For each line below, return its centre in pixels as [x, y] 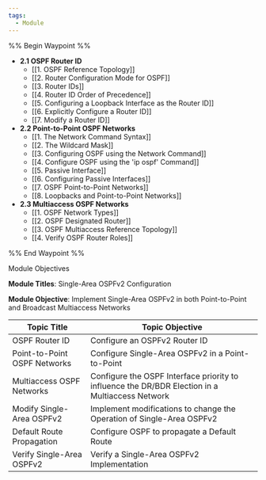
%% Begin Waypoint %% [49, 45]
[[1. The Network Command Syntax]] [91, 136]
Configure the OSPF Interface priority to [165, 375]
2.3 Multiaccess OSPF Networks [74, 204]
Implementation [120, 464]
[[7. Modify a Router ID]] [71, 120]
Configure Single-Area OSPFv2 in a [157, 353]
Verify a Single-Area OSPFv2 [145, 454]
